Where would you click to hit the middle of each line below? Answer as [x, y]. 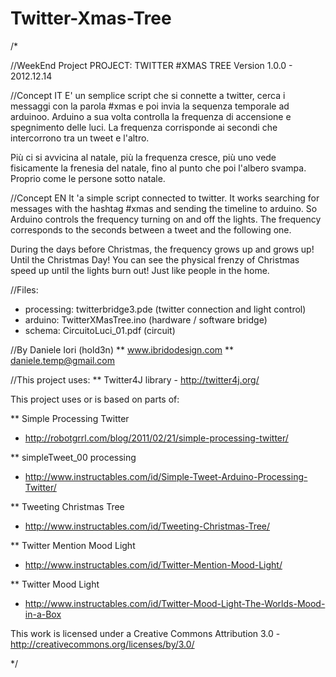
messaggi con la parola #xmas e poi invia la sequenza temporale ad [150, 106]
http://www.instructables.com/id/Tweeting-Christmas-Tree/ [147, 526]
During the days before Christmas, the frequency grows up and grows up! [162, 249]
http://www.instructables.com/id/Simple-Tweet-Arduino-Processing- [166, 476]
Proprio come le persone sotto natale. [88, 178]
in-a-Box [43, 614]
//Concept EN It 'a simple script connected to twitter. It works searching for [165, 198]
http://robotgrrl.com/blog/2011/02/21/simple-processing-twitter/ [156, 438]
